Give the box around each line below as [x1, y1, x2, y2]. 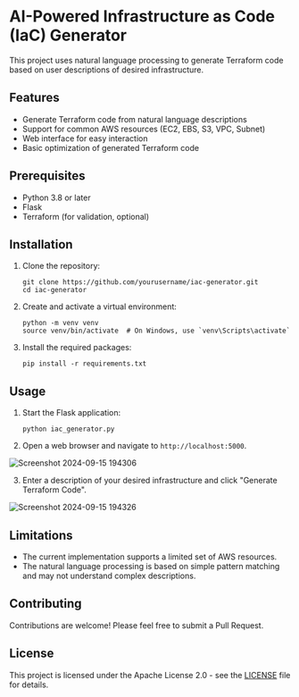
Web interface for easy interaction [21, 132, 148, 144]
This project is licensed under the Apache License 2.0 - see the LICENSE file [9, 669, 291, 680]
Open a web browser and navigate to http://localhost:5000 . [21, 441, 247, 451]
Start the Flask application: [21, 407, 121, 418]
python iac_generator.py [21, 424, 115, 434]
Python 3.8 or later [21, 192, 91, 203]
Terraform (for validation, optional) [21, 211, 150, 222]
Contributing [9, 596, 82, 611]
